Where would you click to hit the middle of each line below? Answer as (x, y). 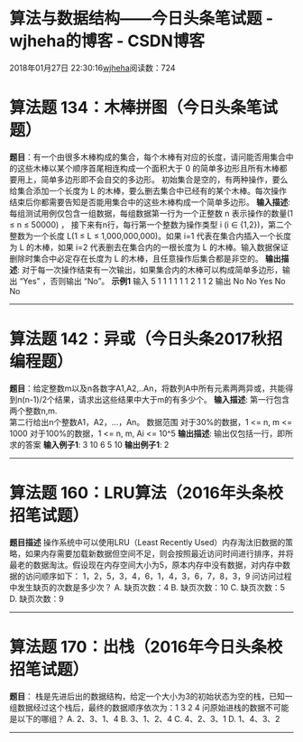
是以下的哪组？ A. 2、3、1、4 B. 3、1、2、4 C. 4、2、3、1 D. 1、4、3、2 (145, 719)
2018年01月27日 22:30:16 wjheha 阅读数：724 (92, 68)
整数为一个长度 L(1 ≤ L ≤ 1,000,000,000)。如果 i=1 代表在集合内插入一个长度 (150, 236)
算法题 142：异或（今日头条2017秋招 (146, 339)
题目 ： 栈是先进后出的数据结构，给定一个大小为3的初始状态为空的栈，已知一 (151, 696)
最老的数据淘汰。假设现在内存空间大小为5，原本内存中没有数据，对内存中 (146, 564)
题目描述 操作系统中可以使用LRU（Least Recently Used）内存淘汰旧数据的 (147, 542)
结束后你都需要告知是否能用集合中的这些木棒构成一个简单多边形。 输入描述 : (150, 202)
